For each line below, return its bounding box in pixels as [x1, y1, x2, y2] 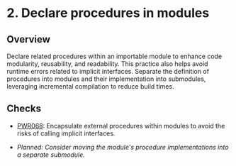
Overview [6, 33, 51, 45]
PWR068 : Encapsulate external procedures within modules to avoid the [16, 121, 225, 130]
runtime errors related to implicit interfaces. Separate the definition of [6, 67, 210, 75]
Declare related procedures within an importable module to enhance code [6, 52, 223, 60]
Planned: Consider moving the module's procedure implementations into [16, 143, 229, 151]
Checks [6, 103, 42, 115]
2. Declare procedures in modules [6, 5, 210, 21]
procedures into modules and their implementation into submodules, [6, 74, 206, 83]
